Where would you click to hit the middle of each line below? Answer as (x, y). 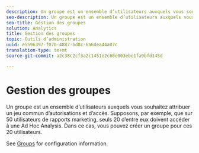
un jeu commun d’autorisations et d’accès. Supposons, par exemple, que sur (99, 113)
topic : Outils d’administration (46, 39)
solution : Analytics (32, 28)
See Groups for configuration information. (57, 144)
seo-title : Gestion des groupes (46, 23)
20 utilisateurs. (24, 132)
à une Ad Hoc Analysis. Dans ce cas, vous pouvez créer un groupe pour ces (99, 126)
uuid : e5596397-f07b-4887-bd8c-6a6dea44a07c (62, 45)
